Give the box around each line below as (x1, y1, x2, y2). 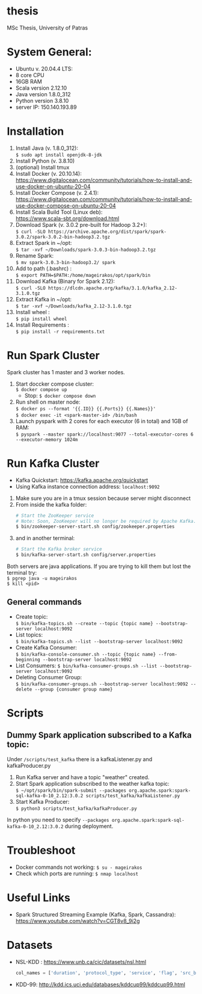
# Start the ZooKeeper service (15, 513, 94, 519)
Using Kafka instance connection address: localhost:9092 (15, 483, 160, 490)
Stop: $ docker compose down (24, 392, 96, 399)
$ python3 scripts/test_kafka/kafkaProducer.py (15, 805, 137, 812)
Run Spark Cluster (7, 349, 100, 362)
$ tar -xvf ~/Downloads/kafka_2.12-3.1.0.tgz (15, 303, 132, 309)
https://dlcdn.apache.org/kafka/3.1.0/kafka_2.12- (47, 285, 178, 291)
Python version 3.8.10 (15, 97, 69, 104)
